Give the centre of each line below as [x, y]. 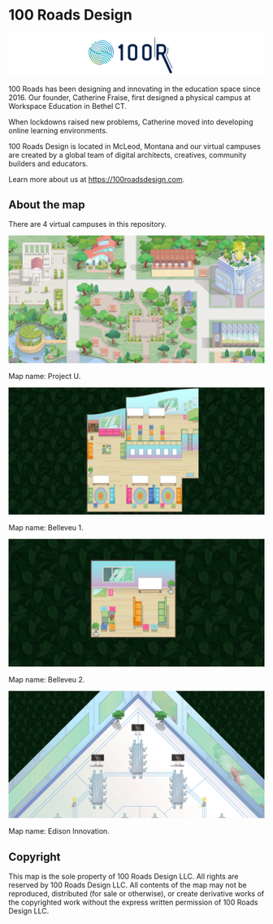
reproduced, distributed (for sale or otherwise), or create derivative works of [136, 894]
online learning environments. [58, 130]
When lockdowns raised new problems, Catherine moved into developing [131, 122]
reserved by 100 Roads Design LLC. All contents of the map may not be [128, 885]
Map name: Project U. [45, 376]
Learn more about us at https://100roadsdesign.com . [97, 179]
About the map [47, 205]
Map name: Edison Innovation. [59, 831]
